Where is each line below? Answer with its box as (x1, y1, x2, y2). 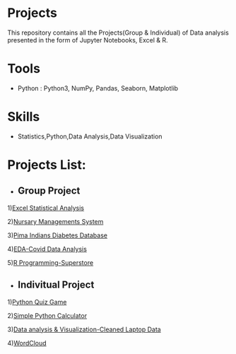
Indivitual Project (17, 279, 95, 291)
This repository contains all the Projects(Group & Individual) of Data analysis (7, 28, 230, 37)
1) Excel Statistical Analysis (7, 203, 85, 212)
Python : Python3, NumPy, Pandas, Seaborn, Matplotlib (17, 83, 179, 93)
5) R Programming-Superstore (7, 258, 94, 266)
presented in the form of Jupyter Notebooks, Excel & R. (7, 35, 168, 44)
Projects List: (7, 157, 86, 172)
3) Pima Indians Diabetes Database (7, 231, 108, 240)
